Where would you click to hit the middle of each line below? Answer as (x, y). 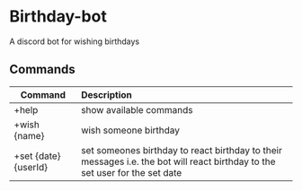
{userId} (31, 167)
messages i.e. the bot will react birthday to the (178, 161)
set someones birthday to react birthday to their (182, 150)
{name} (29, 135)
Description (107, 94)
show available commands (137, 109)
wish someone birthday (130, 130)
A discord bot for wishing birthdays (75, 41)
